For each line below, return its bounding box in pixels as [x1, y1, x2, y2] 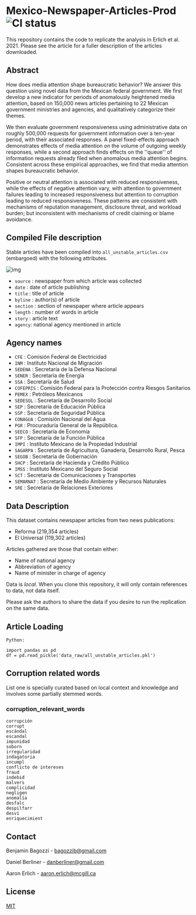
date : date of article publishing [14, 283, 90, 291]
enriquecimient [6, 816, 43, 822]
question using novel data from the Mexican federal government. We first [6, 87, 183, 94]
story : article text [14, 315, 59, 322]
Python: [6, 637, 25, 643]
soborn [6, 744, 22, 750]
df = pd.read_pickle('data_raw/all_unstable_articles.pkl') [6, 652, 156, 658]
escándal [6, 729, 27, 734]
